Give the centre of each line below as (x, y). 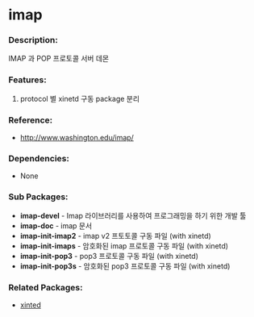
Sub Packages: (38, 197)
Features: (27, 80)
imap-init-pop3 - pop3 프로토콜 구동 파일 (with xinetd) (109, 256)
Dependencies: (39, 158)
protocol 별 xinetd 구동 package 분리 (79, 98)
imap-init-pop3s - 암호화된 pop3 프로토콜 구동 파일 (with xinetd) (125, 266)
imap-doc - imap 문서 (56, 225)
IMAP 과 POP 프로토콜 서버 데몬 (59, 59)
